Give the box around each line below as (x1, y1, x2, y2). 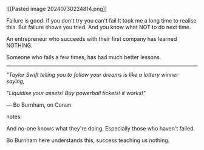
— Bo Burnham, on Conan (6, 101, 72, 109)
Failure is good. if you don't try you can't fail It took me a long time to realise (6, 17, 197, 24)
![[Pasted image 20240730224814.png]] (6, 5, 107, 12)
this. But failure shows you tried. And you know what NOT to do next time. (6, 24, 191, 30)
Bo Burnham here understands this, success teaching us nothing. (6, 137, 170, 144)
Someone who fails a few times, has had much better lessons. (6, 54, 161, 60)
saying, (6, 77, 25, 85)
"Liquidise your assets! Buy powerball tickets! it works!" (6, 90, 146, 96)
